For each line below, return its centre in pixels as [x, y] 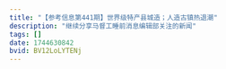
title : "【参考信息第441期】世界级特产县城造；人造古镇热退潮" [113, 17]
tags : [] [26, 34]
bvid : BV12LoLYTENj [46, 51]
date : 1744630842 [42, 43]
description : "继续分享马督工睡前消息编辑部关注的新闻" [103, 26]
